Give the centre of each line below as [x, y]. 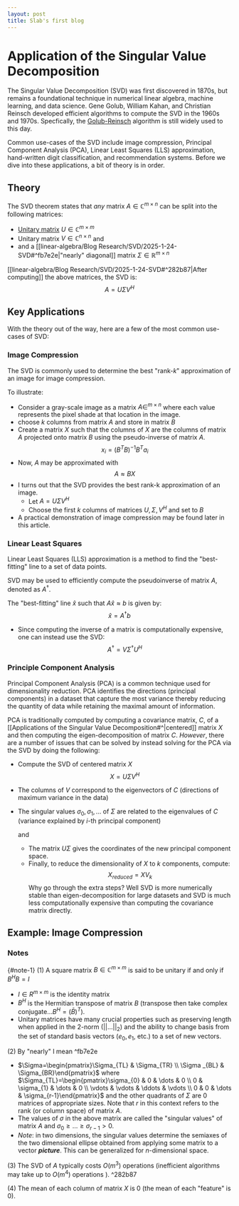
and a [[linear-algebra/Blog [57, 246]
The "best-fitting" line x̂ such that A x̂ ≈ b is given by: [85, 603]
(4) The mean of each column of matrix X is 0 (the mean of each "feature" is [119, 1188]
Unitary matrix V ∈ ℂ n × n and [61, 238]
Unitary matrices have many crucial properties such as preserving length [124, 1019]
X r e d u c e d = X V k [130, 876]
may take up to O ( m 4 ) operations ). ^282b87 [72, 1173]
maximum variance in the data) [63, 798]
